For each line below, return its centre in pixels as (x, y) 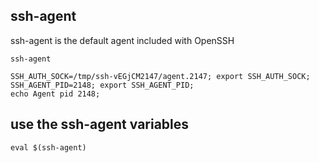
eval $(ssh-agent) (48, 147)
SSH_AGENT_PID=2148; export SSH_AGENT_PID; (102, 85)
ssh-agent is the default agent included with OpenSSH (122, 40)
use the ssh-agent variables (100, 124)
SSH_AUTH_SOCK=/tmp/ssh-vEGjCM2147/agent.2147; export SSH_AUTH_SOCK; (160, 76)
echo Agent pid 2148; (55, 94)
